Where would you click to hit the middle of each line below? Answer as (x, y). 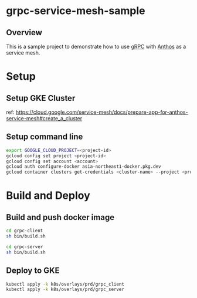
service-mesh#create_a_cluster (44, 118)
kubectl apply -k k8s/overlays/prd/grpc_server (65, 289)
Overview (24, 33)
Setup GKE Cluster (41, 98)
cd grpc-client (25, 231)
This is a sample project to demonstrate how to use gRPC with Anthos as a (96, 46)
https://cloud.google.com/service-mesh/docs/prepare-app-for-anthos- (102, 112)
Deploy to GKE (33, 271)
